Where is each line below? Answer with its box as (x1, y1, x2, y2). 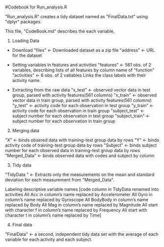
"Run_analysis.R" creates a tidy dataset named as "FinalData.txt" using (5, 14, 148, 19)
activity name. (12, 78, 41, 83)
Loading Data (12, 38, 40, 44)
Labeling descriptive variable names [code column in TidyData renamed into (5, 186, 159, 192)
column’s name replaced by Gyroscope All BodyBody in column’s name (5, 197, 148, 202)
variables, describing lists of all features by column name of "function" (12, 67, 155, 73)
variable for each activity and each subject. (5, 237, 93, 242)
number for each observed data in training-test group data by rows (5, 148, 141, 153)
